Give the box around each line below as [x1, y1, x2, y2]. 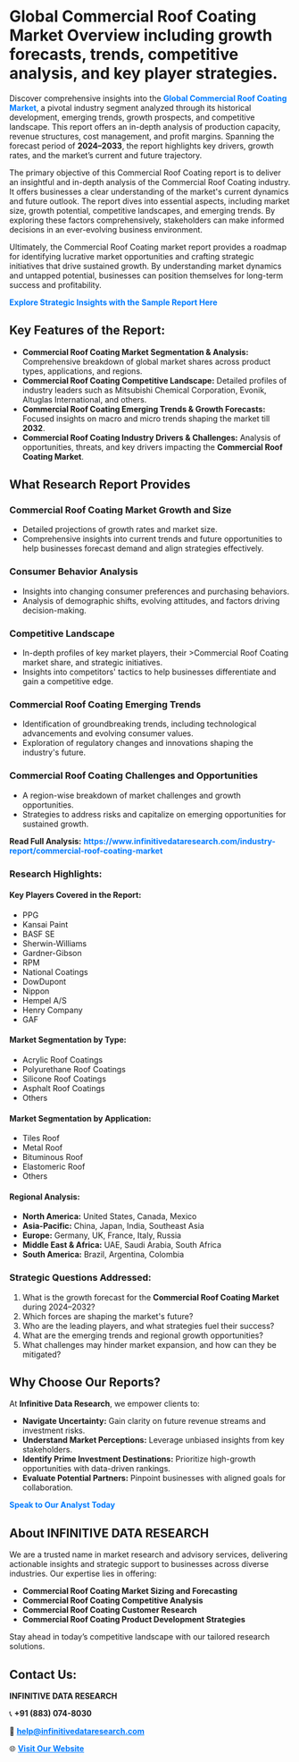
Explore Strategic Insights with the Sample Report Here [9, 297, 218, 308]
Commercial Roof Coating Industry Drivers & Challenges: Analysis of [21, 432, 281, 443]
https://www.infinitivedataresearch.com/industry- [83, 835, 276, 846]
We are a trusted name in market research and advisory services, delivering [9, 1549, 288, 1560]
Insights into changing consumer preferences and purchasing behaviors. [21, 586, 290, 597]
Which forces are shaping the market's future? [21, 1310, 194, 1321]
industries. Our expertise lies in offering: [9, 1568, 157, 1580]
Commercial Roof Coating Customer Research [21, 1605, 198, 1615]
